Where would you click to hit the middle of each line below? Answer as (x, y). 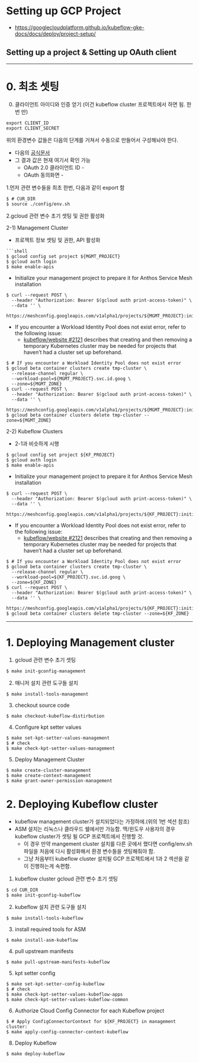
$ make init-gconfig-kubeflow (44, 895)
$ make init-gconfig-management (46, 671)
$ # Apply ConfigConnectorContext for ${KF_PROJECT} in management (91, 1021)
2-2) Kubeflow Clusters (35, 431)
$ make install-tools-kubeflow (45, 918)
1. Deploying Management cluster (90, 642)
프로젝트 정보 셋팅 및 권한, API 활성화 (57, 240)
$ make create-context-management (49, 775)
